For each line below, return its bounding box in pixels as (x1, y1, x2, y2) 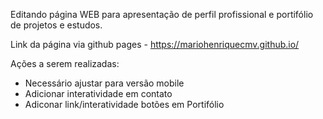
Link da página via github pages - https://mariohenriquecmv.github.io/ (10, 39, 300, 50)
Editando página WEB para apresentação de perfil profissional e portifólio (10, 9, 314, 20)
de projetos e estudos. (10, 19, 103, 31)
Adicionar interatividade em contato (24, 88, 173, 99)
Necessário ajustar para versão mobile (24, 77, 185, 89)
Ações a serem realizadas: (10, 58, 120, 69)
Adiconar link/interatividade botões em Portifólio (24, 99, 225, 110)
